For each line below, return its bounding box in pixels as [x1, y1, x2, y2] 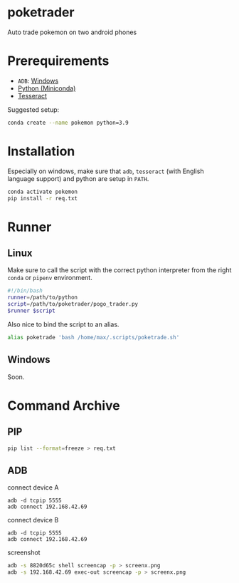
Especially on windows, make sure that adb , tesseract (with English [7, 167, 204, 175]
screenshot [7, 548, 41, 557]
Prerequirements [7, 53, 110, 69]
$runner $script [7, 307, 55, 314]
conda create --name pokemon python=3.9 [7, 119, 129, 126]
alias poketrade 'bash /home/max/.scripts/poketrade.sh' [7, 334, 180, 341]
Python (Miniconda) [17, 83, 76, 93]
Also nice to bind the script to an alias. [7, 320, 119, 329]
